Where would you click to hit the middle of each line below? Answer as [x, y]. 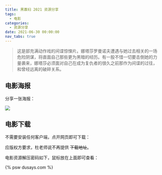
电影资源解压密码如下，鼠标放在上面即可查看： [52, 158]
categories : [17, 23]
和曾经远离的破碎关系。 [40, 69]
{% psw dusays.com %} [29, 167]
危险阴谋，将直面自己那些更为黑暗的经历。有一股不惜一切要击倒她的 [85, 57]
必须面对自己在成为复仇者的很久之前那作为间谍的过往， [102, 63]
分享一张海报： [20, 98]
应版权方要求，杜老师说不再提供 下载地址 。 [48, 147]
